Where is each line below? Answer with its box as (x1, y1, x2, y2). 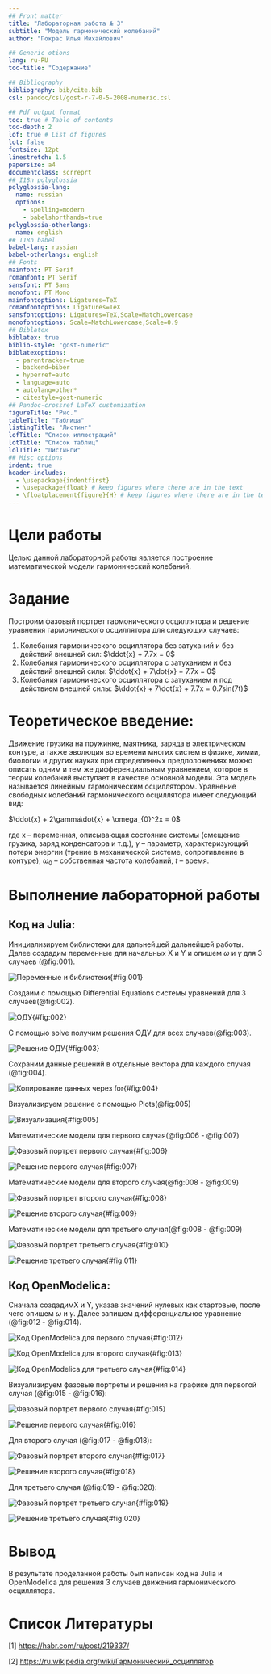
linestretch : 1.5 (8, 153, 67, 162)
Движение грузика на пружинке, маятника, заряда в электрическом (8, 738, 246, 748)
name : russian (15, 191, 63, 199)
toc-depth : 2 (8, 123, 52, 132)
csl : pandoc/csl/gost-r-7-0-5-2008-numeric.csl (8, 94, 172, 102)
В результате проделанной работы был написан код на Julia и (8, 1569, 223, 1579)
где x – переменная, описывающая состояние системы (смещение (8, 830, 240, 839)
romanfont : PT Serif (8, 273, 78, 281)
